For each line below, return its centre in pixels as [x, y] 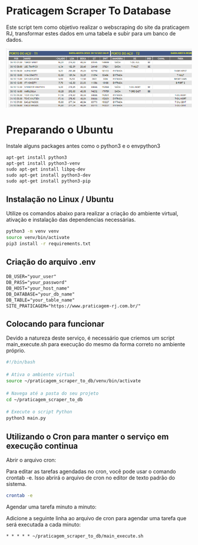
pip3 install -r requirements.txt [49, 244]
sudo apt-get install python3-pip [49, 181]
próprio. [16, 351]
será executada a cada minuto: [44, 524]
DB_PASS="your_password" [37, 282]
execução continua [42, 446]
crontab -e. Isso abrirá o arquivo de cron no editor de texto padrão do [91, 477]
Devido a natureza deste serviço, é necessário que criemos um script [90, 338]
